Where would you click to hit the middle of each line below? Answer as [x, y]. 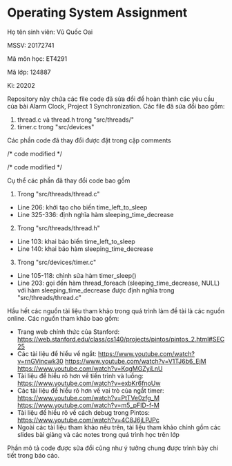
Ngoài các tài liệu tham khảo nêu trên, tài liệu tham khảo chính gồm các [119, 427]
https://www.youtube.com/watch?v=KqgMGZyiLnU [90, 369]
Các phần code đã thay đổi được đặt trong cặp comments [89, 140]
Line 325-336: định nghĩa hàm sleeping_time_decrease [95, 214]
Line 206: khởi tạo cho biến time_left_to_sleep [82, 207]
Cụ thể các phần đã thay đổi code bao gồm [69, 180]
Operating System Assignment [97, 13]
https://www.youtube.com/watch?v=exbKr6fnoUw [89, 383]
